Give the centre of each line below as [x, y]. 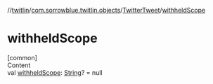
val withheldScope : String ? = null [55, 72]
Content [19, 65]
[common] [22, 57]
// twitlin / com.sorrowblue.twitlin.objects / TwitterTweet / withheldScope [106, 10]
